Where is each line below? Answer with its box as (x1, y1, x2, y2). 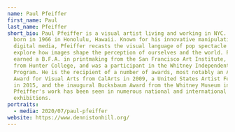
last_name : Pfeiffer (7, 23, 68, 30)
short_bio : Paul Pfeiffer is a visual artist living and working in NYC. (7, 29, 227, 37)
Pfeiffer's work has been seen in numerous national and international (13, 88, 227, 95)
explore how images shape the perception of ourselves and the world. (13, 50, 224, 57)
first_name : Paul (7, 17, 58, 24)
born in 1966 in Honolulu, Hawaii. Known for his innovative (13, 36, 196, 43)
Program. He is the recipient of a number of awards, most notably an (13, 68, 224, 75)
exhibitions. (13, 95, 52, 102)
